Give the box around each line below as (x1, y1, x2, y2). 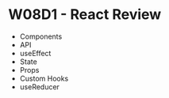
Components (19, 32, 63, 41)
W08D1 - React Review (8, 6, 162, 24)
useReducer (19, 81, 60, 92)
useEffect (19, 48, 52, 58)
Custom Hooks (19, 73, 69, 83)
